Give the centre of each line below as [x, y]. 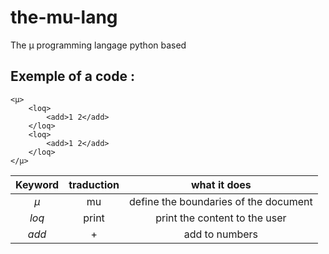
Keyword [37, 184]
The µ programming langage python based [98, 45]
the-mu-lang [64, 17]
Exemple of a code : [72, 76]
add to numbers [221, 234]
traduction [94, 184]
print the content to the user [221, 218]
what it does [221, 184]
